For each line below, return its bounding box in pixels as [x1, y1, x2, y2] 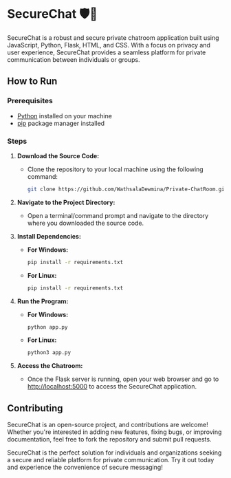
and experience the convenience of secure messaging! [7, 463, 163, 472]
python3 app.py [27, 349, 71, 356]
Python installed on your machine [16, 111, 112, 120]
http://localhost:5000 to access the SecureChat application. [27, 382, 197, 391]
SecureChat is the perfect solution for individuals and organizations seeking [7, 448, 222, 457]
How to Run [7, 76, 58, 87]
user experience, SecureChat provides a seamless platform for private [7, 48, 206, 56]
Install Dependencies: [16, 232, 81, 240]
